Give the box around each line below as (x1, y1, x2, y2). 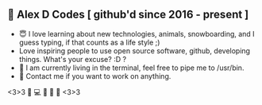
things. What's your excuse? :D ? (18, 54, 127, 64)
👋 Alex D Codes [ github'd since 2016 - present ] (7, 8, 249, 21)
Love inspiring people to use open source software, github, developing (18, 45, 251, 56)
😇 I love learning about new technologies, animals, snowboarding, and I (18, 29, 255, 38)
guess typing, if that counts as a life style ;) (18, 37, 160, 47)
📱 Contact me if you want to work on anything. (18, 71, 171, 80)
